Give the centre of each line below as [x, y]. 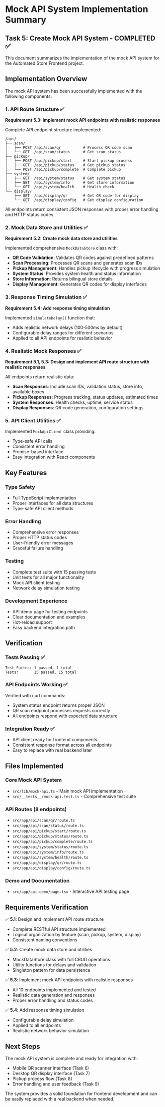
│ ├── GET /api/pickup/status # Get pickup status [65, 165]
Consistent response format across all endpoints [62, 745]
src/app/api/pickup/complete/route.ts [52, 842]
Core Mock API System [34, 780]
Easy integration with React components [54, 457]
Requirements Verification [47, 907]
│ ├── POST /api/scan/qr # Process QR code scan [69, 148]
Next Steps [23, 1046]
